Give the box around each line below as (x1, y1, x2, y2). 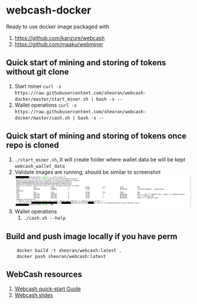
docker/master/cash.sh (14, 115, 70, 121)
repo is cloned (6, 140, 59, 150)
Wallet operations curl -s (14, 101, 77, 108)
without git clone (6, 67, 69, 77)
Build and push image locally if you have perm (6, 231, 178, 242)
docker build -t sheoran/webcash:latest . (16, 248, 122, 254)
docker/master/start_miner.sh (14, 96, 89, 102)
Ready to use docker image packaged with (6, 23, 110, 30)
